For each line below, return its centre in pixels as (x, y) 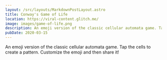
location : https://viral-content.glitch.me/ (52, 19)
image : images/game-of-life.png (39, 24)
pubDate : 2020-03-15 (27, 33)
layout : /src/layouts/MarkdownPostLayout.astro (55, 10)
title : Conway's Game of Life (37, 14)
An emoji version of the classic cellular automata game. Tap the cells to (78, 47)
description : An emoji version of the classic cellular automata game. (81, 28)
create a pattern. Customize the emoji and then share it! (62, 52)
